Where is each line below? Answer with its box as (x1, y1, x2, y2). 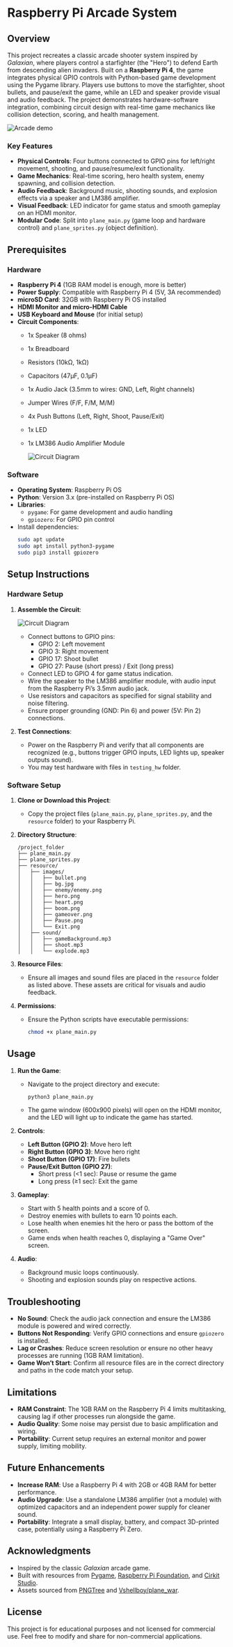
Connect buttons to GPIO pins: (27, 632, 115, 640)
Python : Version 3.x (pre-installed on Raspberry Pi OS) (17, 493, 175, 502)
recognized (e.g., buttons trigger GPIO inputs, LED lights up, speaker (27, 748, 225, 757)
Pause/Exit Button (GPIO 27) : (27, 1162, 113, 1171)
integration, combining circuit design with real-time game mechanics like (7, 103, 216, 111)
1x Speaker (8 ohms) (27, 331, 87, 339)
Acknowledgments (7, 1545, 92, 1557)
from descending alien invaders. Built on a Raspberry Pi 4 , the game (7, 66, 204, 74)
